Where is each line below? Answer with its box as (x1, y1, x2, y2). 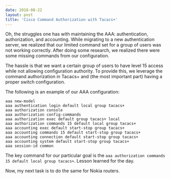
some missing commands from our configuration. (5, 53, 110, 59)
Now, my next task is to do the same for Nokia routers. (5, 168, 120, 174)
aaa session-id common (5, 144, 54, 149)
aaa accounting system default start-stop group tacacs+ (5, 139, 130, 144)
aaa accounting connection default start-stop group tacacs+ (5, 135, 139, 140)
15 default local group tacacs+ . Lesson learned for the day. (5, 158, 135, 164)
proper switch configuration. (5, 79, 66, 85)
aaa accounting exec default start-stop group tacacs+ (5, 126, 125, 131)
